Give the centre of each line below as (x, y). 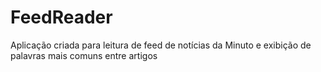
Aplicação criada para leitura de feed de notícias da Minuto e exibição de (161, 45)
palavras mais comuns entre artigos (84, 55)
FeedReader (61, 17)
